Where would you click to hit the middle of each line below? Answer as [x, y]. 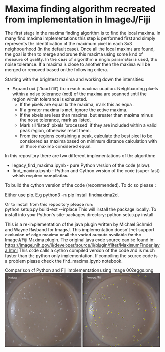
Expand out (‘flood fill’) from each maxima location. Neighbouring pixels [85, 88]
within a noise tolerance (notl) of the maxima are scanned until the [79, 94]
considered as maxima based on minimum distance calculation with [88, 141]
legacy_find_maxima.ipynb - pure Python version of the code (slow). [82, 165]
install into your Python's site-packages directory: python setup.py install [79, 214]
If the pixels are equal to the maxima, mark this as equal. [77, 104]
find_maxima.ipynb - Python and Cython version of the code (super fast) [86, 170]
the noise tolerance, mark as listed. [55, 120]
